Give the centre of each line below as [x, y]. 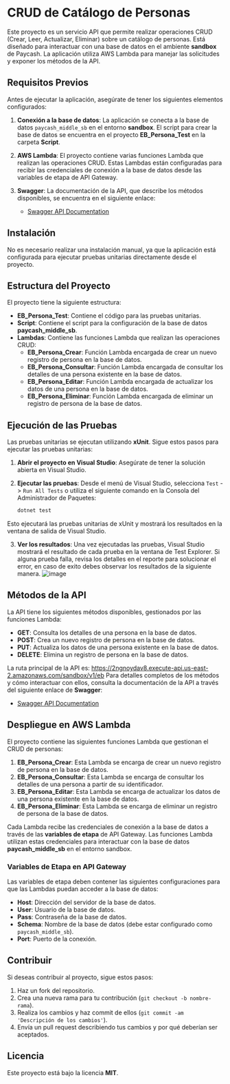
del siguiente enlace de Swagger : [55, 690]
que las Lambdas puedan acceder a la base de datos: [83, 889]
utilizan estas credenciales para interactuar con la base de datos [99, 841]
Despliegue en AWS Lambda [69, 725]
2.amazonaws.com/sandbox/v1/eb [56, 675]
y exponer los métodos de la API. [54, 61]
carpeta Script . [38, 142]
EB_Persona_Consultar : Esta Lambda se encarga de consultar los [111, 777]
